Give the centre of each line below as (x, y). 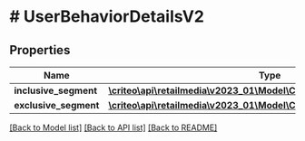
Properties (40, 50)
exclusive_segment (57, 105)
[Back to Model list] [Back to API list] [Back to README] (113, 127)
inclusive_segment (56, 90)
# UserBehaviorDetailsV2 (107, 17)
